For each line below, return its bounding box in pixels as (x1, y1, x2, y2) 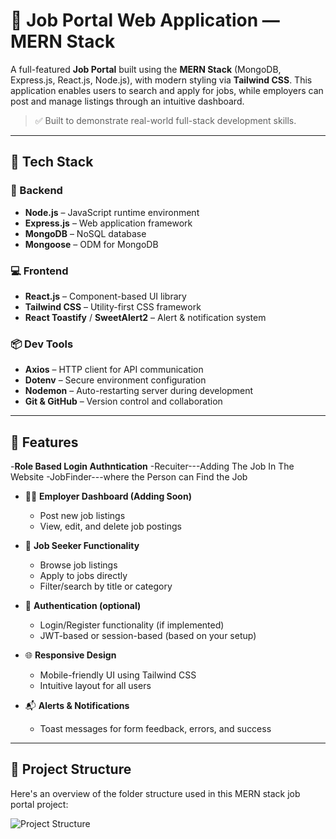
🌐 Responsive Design (24, 649, 117, 661)
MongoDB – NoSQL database (24, 227, 147, 239)
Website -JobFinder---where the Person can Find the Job (10, 471, 248, 483)
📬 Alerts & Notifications (24, 700, 130, 712)
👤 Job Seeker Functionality (24, 540, 140, 552)
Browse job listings (39, 559, 118, 571)
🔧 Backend (10, 184, 63, 198)
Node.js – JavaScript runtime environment (24, 206, 200, 218)
